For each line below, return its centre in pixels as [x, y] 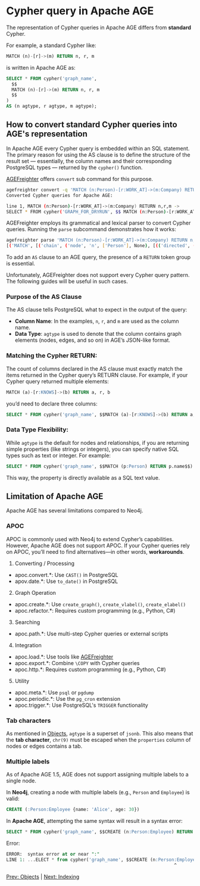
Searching [27, 622]
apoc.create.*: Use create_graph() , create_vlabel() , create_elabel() [100, 604]
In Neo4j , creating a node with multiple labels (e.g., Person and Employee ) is [98, 793]
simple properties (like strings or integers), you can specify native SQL [93, 449]
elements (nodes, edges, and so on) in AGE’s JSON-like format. [93, 340]
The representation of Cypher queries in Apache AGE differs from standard [99, 27]
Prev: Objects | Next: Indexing [43, 876]
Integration [28, 645]
